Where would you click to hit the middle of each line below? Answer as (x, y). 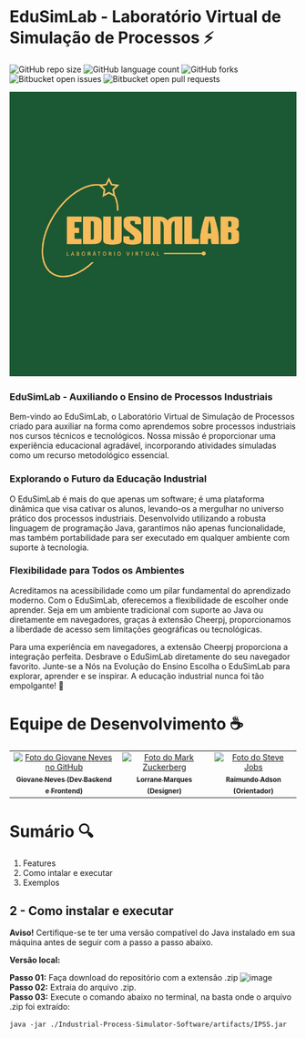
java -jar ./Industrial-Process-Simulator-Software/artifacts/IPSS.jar (148, 1025)
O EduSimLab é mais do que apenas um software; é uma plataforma (137, 499)
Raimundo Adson (253, 779)
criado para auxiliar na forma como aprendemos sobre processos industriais (153, 426)
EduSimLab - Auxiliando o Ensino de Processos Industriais (141, 396)
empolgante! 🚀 (37, 686)
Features (39, 863)
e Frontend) (64, 791)
